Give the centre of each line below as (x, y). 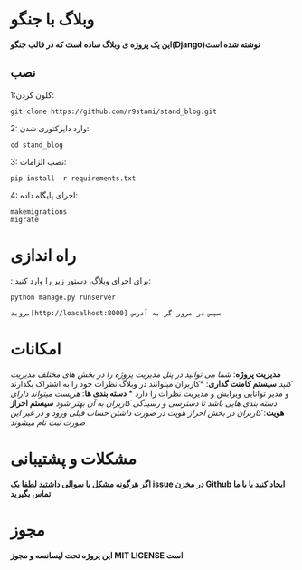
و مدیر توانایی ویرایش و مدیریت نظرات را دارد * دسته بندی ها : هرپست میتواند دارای (150, 393)
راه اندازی (43, 255)
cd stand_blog (37, 145)
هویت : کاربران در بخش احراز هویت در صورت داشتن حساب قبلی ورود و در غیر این (147, 412)
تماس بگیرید (31, 493)
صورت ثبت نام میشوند (48, 422)
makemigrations (39, 212)
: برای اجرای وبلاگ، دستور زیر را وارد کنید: (81, 280)
